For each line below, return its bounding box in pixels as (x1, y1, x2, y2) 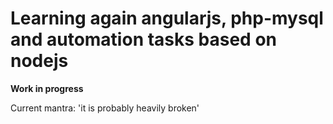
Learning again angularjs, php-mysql (10, 7, 324, 30)
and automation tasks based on (10, 28, 278, 51)
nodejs (10, 50, 69, 72)
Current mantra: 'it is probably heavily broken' (10, 102, 200, 114)
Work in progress (10, 82, 84, 94)
